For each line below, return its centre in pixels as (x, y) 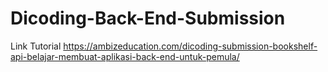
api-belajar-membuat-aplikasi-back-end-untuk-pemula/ (125, 56)
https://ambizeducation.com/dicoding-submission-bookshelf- (190, 46)
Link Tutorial (36, 46)
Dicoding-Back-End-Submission (148, 18)
